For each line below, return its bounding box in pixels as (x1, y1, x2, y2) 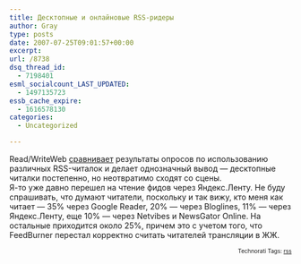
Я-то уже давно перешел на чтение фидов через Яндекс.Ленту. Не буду (9, 183, 286, 192)
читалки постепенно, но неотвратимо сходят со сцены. (9, 173, 222, 183)
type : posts (9, 30, 54, 38)
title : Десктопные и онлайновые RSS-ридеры (9, 13, 175, 22)
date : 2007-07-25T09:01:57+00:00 (9, 38, 134, 47)
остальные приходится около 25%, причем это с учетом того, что (9, 220, 262, 231)
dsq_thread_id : (9, 64, 66, 72)
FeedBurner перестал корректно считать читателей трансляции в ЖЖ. (9, 230, 280, 240)
